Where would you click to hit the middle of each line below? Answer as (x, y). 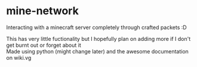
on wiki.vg (19, 58)
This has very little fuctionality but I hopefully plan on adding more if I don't (98, 39)
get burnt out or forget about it (44, 45)
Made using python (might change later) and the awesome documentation (98, 51)
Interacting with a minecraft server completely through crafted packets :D (96, 27)
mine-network (42, 11)
